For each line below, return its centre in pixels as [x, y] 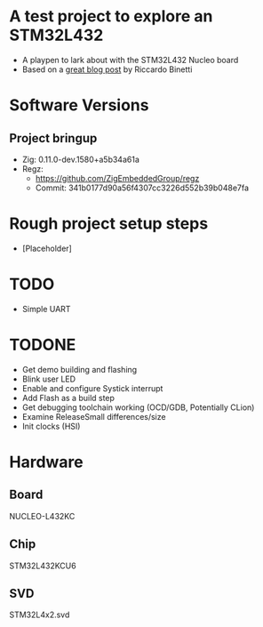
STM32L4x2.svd [40, 615]
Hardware [46, 462]
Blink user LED [49, 379]
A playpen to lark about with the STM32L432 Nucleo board [130, 60]
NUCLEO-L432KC [42, 516]
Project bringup [53, 138]
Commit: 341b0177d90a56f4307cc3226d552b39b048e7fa [142, 188]
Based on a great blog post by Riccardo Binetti [107, 69]
